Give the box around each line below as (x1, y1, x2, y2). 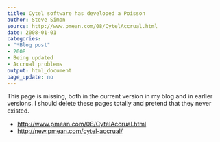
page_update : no (7, 73, 53, 81)
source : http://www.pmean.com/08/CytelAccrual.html (7, 23, 158, 29)
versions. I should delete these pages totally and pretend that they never (7, 100, 212, 108)
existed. (7, 106, 29, 115)
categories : (7, 35, 41, 42)
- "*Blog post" (7, 42, 51, 48)
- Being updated (7, 55, 53, 61)
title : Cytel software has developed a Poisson (7, 10, 146, 17)
